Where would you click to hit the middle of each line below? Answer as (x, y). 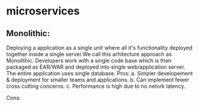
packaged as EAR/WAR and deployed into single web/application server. (96, 67)
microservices (43, 11)
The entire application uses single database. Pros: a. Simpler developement (100, 73)
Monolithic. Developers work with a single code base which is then (89, 61)
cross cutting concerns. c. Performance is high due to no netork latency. (96, 86)
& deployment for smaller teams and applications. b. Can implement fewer (98, 80)
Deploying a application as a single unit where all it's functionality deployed (99, 48)
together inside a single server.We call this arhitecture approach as (89, 54)
